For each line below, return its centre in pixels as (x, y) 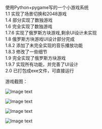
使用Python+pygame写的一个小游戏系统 (47, 7)
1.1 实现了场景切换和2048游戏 (36, 14)
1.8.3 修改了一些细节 (26, 52)
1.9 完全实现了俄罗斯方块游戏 (36, 58)
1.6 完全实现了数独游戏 (29, 26)
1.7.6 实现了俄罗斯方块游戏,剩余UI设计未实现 (51, 33)
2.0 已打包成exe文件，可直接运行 (40, 71)
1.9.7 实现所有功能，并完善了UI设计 (42, 64)
